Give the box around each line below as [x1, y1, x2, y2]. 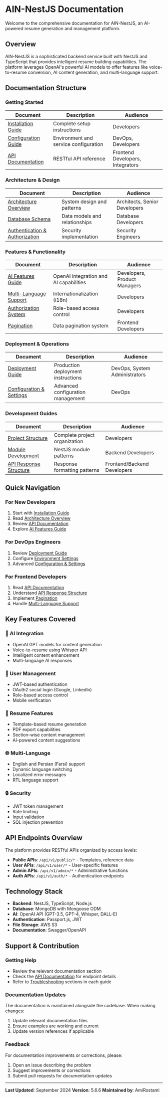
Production [54, 362, 80, 369]
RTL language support [12, 777, 58, 783]
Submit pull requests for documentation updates [12, 1072, 112, 1078]
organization [54, 438, 83, 445]
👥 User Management [5, 670, 56, 677]
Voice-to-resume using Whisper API [12, 647, 87, 653]
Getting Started [5, 99, 43, 106]
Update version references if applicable [12, 1028, 94, 1034]
